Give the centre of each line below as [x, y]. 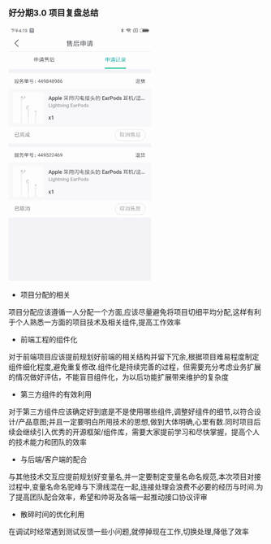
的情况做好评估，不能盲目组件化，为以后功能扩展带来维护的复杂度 [118, 377]
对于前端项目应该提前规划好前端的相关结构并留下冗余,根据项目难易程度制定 [134, 357]
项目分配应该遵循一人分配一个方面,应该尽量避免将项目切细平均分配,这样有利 [135, 312]
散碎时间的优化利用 [52, 515]
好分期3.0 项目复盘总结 [54, 12]
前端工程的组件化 [49, 340]
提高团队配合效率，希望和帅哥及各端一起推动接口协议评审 [111, 497]
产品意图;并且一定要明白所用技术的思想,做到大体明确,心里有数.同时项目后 [140, 422]
